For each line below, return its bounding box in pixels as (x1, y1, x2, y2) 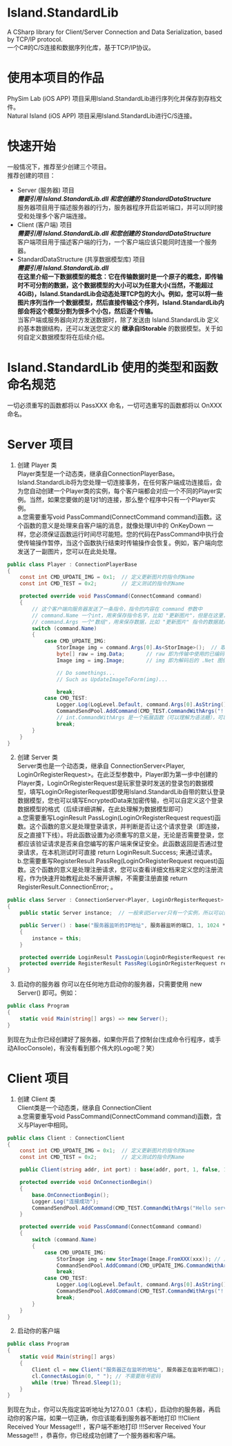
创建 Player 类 (17, 461, 57, 469)
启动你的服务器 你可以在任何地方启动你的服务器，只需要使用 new (17, 980, 202, 988)
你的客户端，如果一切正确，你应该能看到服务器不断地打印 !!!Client (12, 1414, 200, 1422)
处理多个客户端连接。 (29, 212, 90, 220)
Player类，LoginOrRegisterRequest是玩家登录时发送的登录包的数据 (17, 779, 208, 788)
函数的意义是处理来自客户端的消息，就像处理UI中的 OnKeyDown (23, 521, 206, 530)
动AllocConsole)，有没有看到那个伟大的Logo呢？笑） (7, 1044, 159, 1052)
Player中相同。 (29, 1120, 72, 1129)
